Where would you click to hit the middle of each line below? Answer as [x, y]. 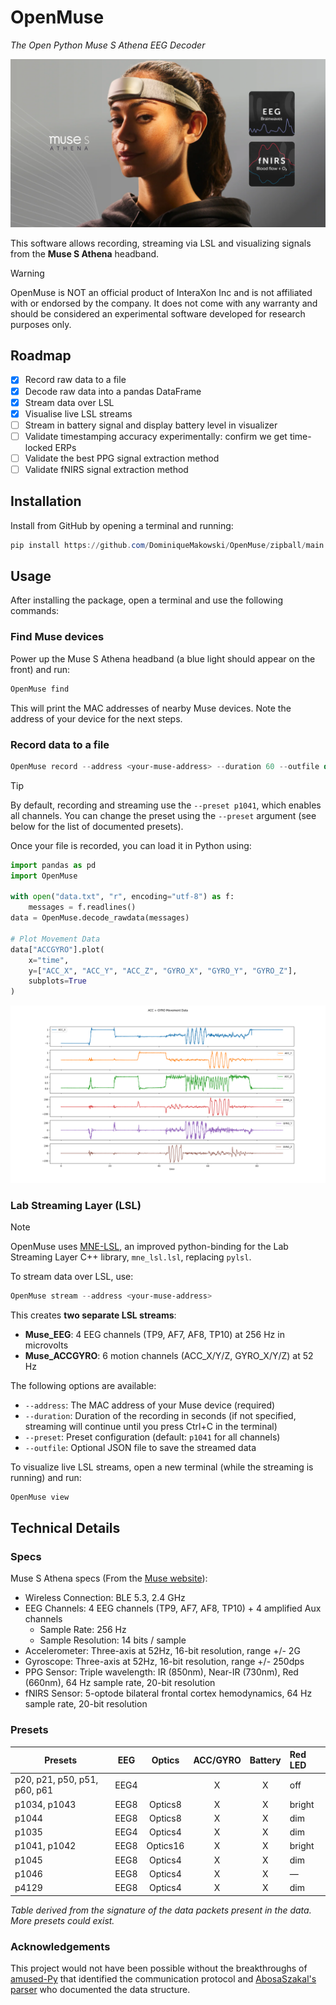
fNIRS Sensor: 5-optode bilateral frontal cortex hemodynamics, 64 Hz [168, 1693]
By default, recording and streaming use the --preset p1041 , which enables [166, 805]
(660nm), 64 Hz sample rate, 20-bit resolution [120, 1683]
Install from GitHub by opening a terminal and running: [122, 525]
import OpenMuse [44, 876]
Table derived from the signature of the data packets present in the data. [161, 1910]
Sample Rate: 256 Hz [83, 1630]
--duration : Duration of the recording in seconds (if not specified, [160, 1415]
